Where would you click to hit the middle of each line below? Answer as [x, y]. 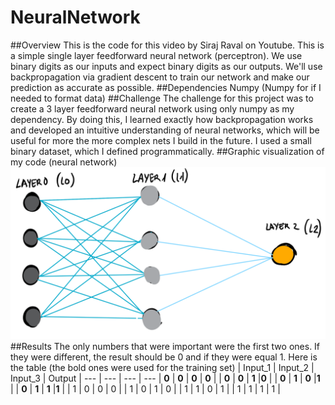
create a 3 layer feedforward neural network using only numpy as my [152, 108]
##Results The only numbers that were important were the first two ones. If [165, 346]
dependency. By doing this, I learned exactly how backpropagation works [162, 119]
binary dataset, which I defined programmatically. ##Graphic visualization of [167, 151]
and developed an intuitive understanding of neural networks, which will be [165, 130]
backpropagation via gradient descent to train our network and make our [160, 77]
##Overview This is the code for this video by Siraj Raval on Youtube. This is [167, 45]
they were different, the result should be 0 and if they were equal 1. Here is [164, 357]
